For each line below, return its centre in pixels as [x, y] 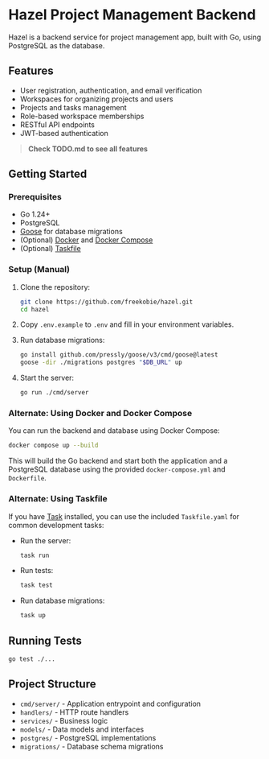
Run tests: [37, 571]
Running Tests [45, 640]
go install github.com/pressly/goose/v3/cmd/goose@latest [119, 355]
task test [37, 585]
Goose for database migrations [71, 232]
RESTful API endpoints [57, 124]
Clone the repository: [55, 287]
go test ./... [32, 659]
